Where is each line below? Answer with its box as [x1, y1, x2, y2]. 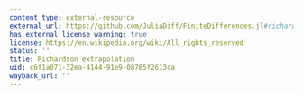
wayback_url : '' [9, 72, 70, 81]
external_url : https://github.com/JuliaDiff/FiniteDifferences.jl [9, 21, 264, 30]
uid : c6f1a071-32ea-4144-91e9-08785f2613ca [9, 64, 176, 73]
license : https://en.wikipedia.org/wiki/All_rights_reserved [9, 38, 244, 47]
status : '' [9, 47, 50, 56]
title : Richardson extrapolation [9, 55, 135, 64]
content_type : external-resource [9, 13, 135, 22]
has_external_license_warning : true [9, 30, 147, 38]
